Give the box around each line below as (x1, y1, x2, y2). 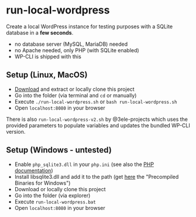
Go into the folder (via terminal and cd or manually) (14, 91, 137, 99)
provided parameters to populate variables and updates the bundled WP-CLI (6, 121, 190, 129)
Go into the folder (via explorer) (14, 192, 91, 199)
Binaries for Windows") (14, 179, 71, 187)
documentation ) (14, 167, 53, 174)
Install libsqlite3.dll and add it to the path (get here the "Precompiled (14, 173, 179, 180)
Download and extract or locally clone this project (14, 86, 135, 93)
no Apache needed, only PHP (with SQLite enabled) (14, 46, 139, 53)
